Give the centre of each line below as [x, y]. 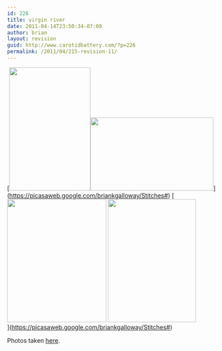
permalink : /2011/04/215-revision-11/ [62, 52]
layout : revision [32, 39]
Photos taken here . [33, 340]
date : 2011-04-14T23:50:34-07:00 [55, 26]
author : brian [27, 32]
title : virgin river [37, 20]
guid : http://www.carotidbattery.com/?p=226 [71, 45]
